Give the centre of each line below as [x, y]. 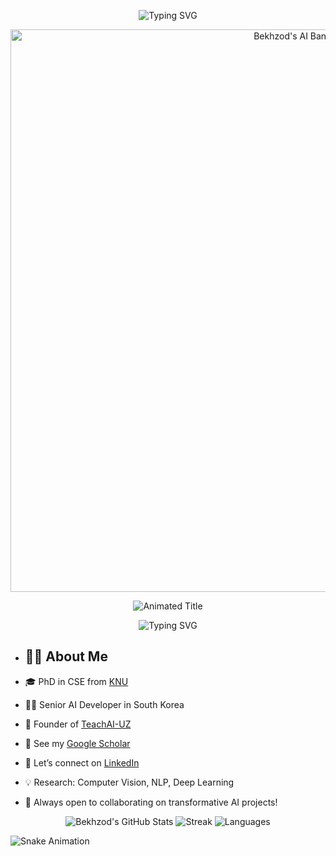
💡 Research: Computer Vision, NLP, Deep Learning [129, 782]
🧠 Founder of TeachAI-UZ [78, 724]
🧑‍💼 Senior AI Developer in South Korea [104, 704]
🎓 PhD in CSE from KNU [76, 681]
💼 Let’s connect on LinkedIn [82, 762]
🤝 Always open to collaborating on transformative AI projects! [151, 802]
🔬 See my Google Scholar [77, 743]
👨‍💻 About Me [66, 656]
